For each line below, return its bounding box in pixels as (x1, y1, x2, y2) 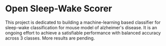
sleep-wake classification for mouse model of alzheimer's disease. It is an (5, 24, 157, 30)
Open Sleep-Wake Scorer (5, 3, 112, 14)
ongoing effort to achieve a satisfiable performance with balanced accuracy (5, 30, 161, 36)
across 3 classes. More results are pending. (5, 35, 95, 41)
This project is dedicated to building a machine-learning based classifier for (5, 19, 161, 25)
